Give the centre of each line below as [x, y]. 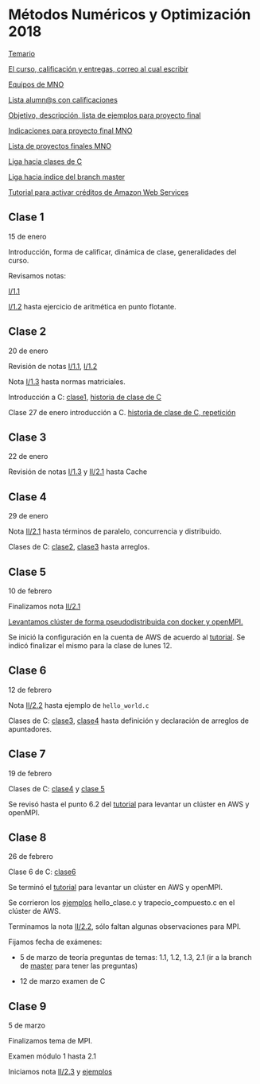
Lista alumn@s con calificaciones [63, 99]
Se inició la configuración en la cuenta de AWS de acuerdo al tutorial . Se [127, 637]
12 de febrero [30, 690]
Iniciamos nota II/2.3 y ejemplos [60, 1072]
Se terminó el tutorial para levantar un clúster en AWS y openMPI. [116, 888]
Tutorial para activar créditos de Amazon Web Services [99, 192]
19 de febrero [30, 773]
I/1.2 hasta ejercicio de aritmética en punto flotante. [92, 306]
